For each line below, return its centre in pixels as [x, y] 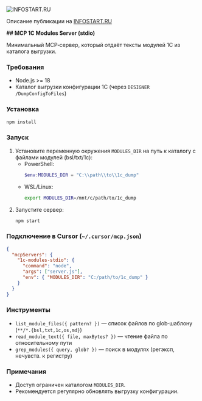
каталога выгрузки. [31, 51]
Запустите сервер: [39, 209]
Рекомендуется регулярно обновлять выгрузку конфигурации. [97, 391]
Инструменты [28, 310]
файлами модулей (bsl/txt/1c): [54, 157]
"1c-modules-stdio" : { [46, 260]
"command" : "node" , [47, 266]
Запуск [18, 137]
